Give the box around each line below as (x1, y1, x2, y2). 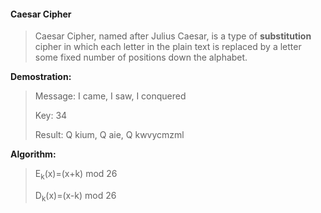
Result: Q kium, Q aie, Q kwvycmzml (34, 129, 185, 141)
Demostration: (10, 71, 72, 83)
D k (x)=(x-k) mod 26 (34, 190, 117, 204)
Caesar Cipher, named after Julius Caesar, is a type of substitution (34, 30, 312, 42)
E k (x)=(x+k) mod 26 (34, 168, 118, 182)
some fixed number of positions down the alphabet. (34, 51, 248, 64)
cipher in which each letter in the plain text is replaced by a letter (34, 41, 302, 53)
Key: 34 (34, 110, 68, 122)
